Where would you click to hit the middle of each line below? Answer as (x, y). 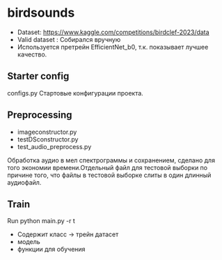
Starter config (38, 76)
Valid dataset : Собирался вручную (69, 39)
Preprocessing (40, 115)
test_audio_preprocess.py (54, 146)
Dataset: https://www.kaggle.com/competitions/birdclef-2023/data (113, 32)
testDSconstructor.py (48, 139)
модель (29, 242)
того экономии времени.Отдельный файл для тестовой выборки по (107, 167)
